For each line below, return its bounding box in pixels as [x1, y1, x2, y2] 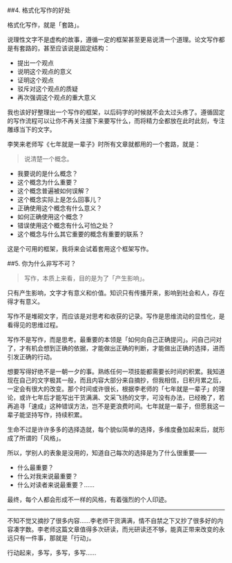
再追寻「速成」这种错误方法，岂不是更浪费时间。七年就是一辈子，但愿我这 [7, 402, 219, 410]
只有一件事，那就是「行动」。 [12, 534, 95, 542]
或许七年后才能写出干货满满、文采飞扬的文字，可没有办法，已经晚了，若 [19, 394, 225, 401]
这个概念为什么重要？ [17, 178, 78, 186]
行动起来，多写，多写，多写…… [7, 548, 97, 557]
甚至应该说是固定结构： [43, 44, 110, 52]
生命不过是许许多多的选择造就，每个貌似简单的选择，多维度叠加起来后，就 [7, 425, 219, 434]
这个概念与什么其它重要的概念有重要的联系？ [17, 230, 145, 238]
